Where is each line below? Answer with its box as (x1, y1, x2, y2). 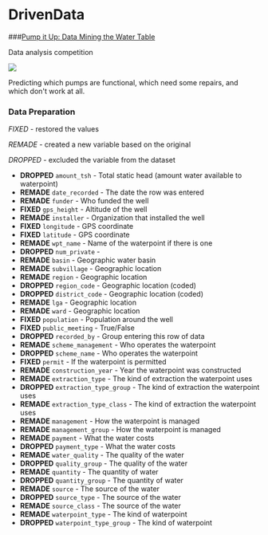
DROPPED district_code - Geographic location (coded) (19, 289, 203, 299)
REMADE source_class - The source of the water (19, 501, 182, 511)
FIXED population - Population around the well (19, 315, 174, 325)
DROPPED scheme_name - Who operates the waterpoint (19, 348, 198, 358)
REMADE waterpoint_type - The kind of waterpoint (19, 509, 187, 519)
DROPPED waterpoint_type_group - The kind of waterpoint (19, 518, 213, 528)
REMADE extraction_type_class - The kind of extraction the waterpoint (19, 399, 257, 409)
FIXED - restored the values (8, 124, 100, 134)
